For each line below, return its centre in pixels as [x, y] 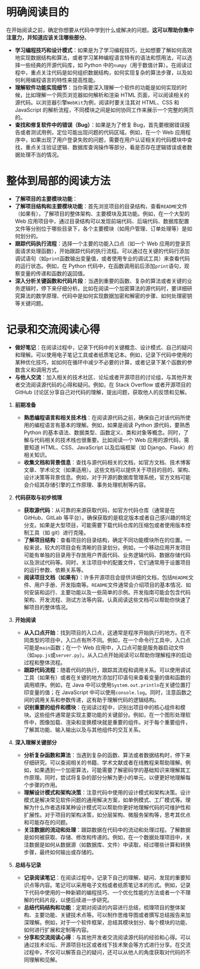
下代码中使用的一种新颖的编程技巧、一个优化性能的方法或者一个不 [104, 892]
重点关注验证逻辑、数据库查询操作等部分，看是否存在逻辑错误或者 [106, 147]
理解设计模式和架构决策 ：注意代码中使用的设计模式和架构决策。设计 [107, 792]
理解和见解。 [45, 959]
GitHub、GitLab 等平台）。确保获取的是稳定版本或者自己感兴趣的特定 [107, 517]
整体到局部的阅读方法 [59, 181]
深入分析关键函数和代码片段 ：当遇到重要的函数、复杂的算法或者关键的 [101, 281]
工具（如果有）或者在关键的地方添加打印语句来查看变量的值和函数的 [107, 677]
